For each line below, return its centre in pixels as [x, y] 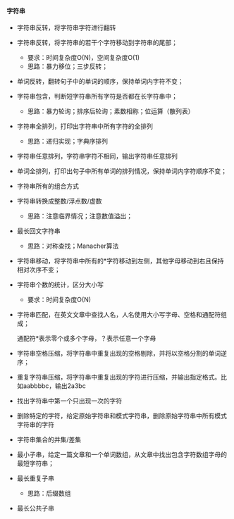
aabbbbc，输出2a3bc [54, 386]
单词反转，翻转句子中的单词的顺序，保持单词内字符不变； [100, 82]
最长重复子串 [35, 478]
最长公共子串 [35, 508]
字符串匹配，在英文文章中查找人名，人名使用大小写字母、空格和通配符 [119, 315]
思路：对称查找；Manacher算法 [73, 246]
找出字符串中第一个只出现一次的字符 [69, 401]
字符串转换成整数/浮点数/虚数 [59, 201]
